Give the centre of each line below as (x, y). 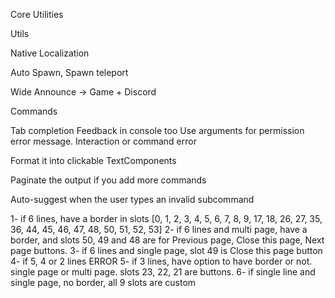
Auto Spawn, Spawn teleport (69, 72)
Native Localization (50, 53)
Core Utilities (37, 14)
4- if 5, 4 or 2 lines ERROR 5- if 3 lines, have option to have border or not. (161, 261)
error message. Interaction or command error (103, 141)
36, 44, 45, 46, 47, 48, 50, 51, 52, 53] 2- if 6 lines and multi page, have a (159, 229)
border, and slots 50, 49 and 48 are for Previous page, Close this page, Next (167, 240)
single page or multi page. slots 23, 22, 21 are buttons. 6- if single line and (163, 272)
